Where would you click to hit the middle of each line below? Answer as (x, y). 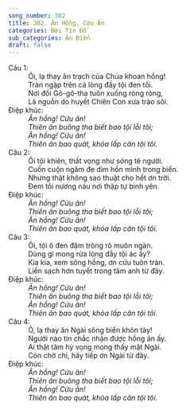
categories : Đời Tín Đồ (48, 30)
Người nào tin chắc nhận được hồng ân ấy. (97, 338)
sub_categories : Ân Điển (49, 38)
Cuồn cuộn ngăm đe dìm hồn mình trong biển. (103, 170)
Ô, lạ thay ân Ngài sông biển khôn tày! (90, 330)
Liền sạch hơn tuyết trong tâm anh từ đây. (96, 271)
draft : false (30, 45)
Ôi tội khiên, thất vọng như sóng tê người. (96, 161)
